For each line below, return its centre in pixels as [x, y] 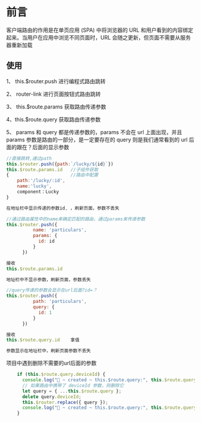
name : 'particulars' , [60, 230]
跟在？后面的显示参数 [43, 147]
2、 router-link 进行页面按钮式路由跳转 [54, 94]
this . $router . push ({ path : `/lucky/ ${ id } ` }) [60, 164]
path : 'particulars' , [60, 302]
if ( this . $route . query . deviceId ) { [61, 375]
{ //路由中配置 [52, 175]
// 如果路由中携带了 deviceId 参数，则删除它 [73, 385]
